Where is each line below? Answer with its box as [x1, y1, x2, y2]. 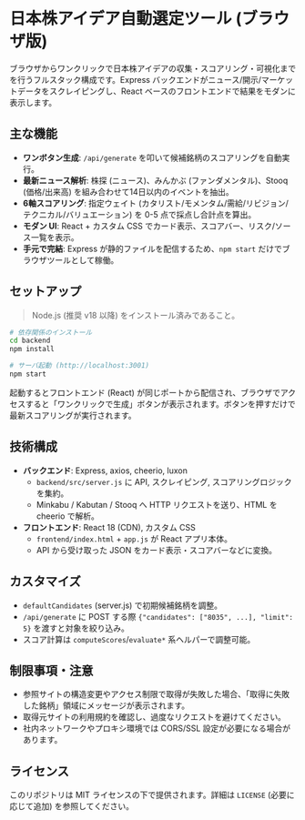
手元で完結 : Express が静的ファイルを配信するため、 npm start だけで [22, 243, 282, 254]
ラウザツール [22, 254, 71, 265]
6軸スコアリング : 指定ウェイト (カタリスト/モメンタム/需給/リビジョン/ [22, 197, 290, 208]
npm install [9, 345, 55, 354]
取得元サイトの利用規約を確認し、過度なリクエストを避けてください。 [22, 712, 287, 723]
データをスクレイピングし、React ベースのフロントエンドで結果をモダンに [16, 86, 296, 96]
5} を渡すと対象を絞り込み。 [22, 623, 130, 633]
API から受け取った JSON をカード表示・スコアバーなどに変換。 [36, 544, 278, 555]
